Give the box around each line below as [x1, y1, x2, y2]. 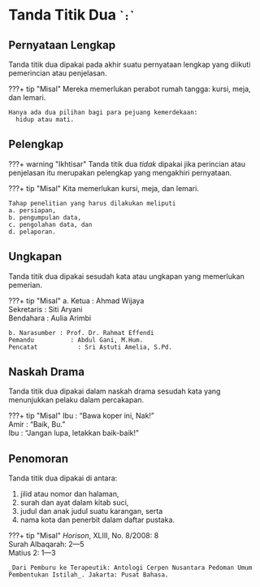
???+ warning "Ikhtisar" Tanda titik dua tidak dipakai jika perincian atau [8, 159, 246, 168]
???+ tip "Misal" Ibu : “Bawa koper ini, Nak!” [8, 411, 154, 420]
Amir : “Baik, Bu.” [8, 420, 66, 429]
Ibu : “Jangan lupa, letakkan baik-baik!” [8, 428, 140, 438]
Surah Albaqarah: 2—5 [8, 539, 84, 550]
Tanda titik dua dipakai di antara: [8, 473, 118, 483]
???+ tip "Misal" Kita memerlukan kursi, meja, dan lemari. [8, 183, 199, 193]
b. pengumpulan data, [8, 213, 82, 221]
